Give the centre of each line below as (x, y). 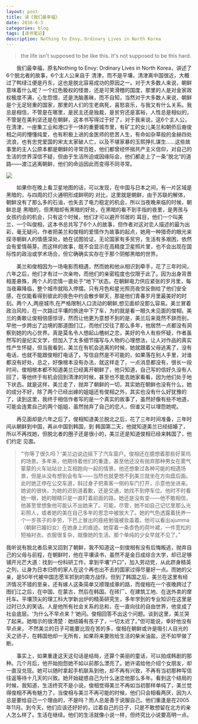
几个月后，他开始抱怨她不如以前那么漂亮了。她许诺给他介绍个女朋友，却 (104, 663)
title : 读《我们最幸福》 (33, 17)
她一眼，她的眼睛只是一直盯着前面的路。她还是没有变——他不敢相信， (106, 498)
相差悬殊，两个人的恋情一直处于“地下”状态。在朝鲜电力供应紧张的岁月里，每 (99, 281)
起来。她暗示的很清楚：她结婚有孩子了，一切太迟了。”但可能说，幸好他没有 (101, 621)
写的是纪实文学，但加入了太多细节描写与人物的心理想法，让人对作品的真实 (101, 340)
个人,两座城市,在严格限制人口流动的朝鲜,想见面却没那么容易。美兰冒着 (106, 303)
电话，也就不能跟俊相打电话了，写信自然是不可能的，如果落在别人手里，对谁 (99, 355)
